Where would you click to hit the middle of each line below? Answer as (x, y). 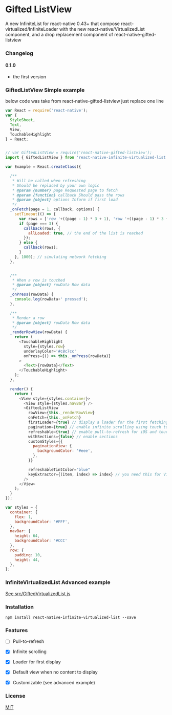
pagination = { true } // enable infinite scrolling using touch (94, 427)
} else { (28, 243)
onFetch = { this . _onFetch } (55, 418)
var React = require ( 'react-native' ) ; (47, 111)
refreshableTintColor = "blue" (59, 469)
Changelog (19, 53)
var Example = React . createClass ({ (43, 167)
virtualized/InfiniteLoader (32, 29)
